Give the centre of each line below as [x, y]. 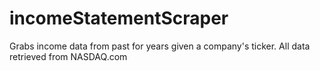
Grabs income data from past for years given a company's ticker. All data [160, 46]
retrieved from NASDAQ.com [68, 56]
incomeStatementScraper [119, 18]
